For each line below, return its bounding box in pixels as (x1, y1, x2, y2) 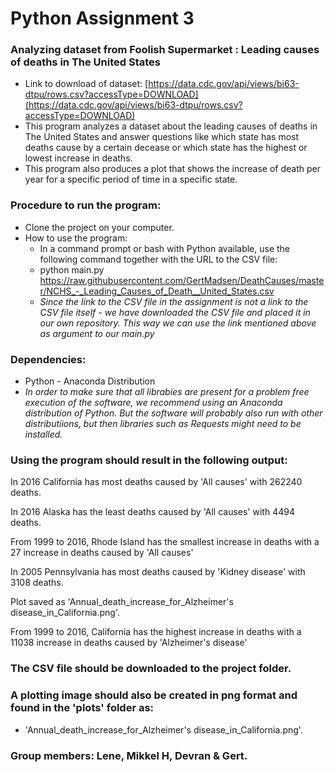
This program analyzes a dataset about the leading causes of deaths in (24, 120, 318, 132)
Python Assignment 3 (10, 7, 195, 30)
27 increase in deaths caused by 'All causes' (10, 547, 194, 559)
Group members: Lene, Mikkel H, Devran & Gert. (10, 748, 248, 762)
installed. (24, 428, 63, 441)
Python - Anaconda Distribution (24, 375, 156, 387)
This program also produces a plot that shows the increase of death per (24, 163, 321, 175)
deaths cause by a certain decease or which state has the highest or (24, 142, 308, 154)
